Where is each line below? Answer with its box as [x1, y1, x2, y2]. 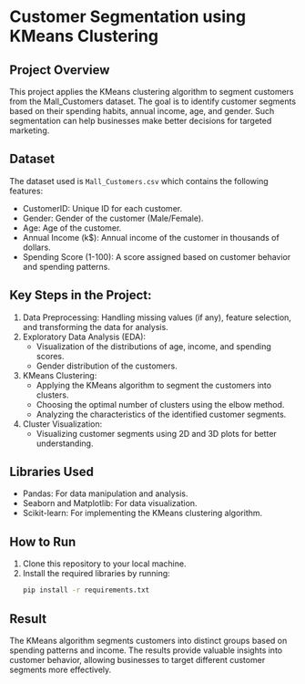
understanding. [36, 438, 94, 449]
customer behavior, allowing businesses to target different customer [9, 654, 266, 665]
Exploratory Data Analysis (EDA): [22, 331, 147, 342]
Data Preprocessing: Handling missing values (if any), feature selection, [22, 312, 291, 323]
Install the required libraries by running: [22, 568, 170, 579]
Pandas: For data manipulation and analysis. [22, 488, 188, 499]
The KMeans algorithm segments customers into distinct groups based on [9, 635, 288, 646]
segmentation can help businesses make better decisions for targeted [9, 116, 272, 126]
